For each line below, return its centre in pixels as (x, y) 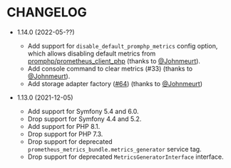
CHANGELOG (47, 12)
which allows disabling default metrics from (92, 53)
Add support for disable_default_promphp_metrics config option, (123, 46)
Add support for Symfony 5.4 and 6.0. (83, 111)
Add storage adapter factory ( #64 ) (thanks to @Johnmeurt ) (115, 83)
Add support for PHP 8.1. (64, 126)
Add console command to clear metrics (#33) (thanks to (110, 68)
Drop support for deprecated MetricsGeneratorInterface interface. (125, 157)
